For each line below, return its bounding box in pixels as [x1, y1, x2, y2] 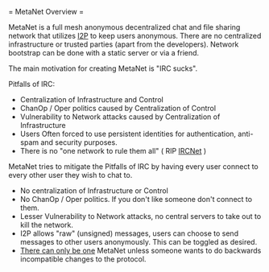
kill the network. [19, 220, 74, 229]
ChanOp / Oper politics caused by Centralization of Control [19, 104, 216, 113]
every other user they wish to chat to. [8, 171, 133, 179]
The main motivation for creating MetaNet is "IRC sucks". [8, 64, 198, 73]
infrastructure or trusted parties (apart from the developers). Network [8, 39, 239, 49]
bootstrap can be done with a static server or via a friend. [8, 48, 200, 57]
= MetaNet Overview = [8, 7, 85, 16]
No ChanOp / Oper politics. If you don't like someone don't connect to [19, 195, 252, 204]
